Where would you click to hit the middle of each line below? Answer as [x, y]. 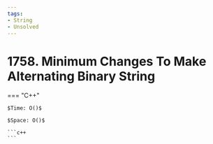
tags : [15, 14]
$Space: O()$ [26, 121]
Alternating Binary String [81, 76]
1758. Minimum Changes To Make [107, 61]
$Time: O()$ [24, 108]
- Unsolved [23, 27]
